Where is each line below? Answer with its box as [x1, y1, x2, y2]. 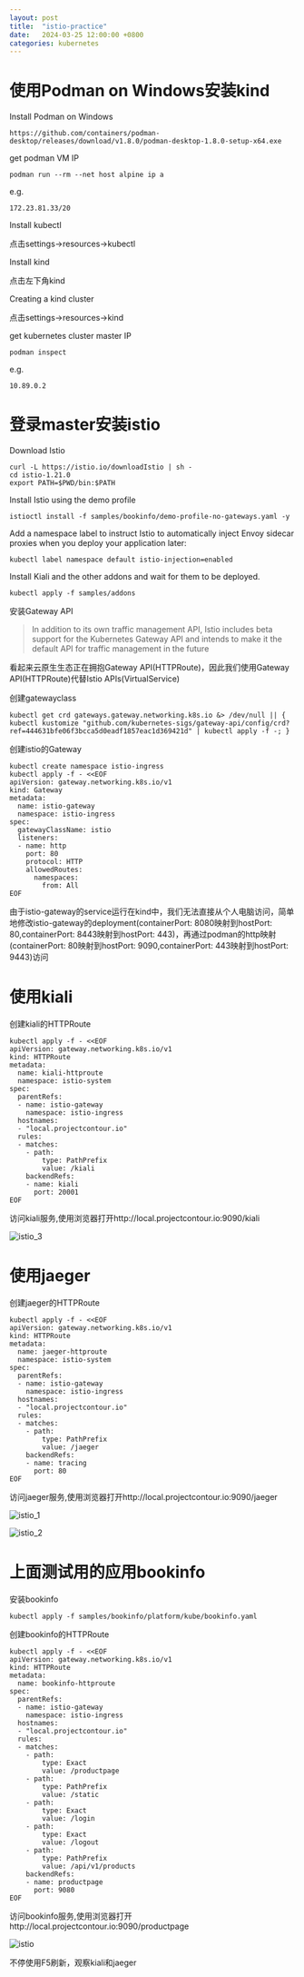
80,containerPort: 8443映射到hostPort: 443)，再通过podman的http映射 [9, 929, 277, 940]
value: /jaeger [42, 1443, 100, 1452]
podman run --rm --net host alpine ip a [9, 170, 165, 180]
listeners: [17, 833, 59, 843]
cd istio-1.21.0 [9, 471, 71, 480]
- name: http [17, 841, 67, 850]
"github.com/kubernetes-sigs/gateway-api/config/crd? [82, 719, 290, 728]
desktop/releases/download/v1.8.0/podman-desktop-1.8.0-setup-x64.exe [9, 137, 282, 146]
